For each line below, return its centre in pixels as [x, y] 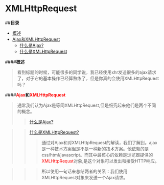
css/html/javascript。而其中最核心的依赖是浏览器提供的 [97, 155]
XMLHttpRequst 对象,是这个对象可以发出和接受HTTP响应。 [100, 161]
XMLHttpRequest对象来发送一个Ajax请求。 [85, 177]
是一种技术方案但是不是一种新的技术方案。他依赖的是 [95, 149]
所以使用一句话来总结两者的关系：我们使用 [84, 171]
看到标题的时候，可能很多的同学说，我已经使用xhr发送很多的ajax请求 [87, 72]
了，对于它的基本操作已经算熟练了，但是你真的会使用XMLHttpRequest [88, 78]
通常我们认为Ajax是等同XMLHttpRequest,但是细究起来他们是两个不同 [86, 105]
